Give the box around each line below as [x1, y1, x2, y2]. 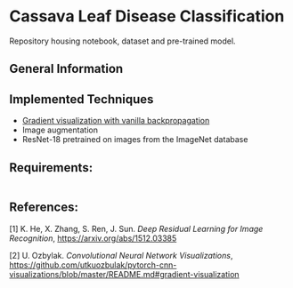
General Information [9, 61, 124, 76]
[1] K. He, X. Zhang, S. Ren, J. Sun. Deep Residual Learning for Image [9, 223, 264, 234]
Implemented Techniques [9, 92, 154, 107]
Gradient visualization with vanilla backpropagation [21, 116, 210, 126]
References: [9, 200, 78, 215]
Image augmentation [21, 124, 98, 135]
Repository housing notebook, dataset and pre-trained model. [9, 36, 236, 46]
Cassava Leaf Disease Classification [9, 6, 285, 27]
